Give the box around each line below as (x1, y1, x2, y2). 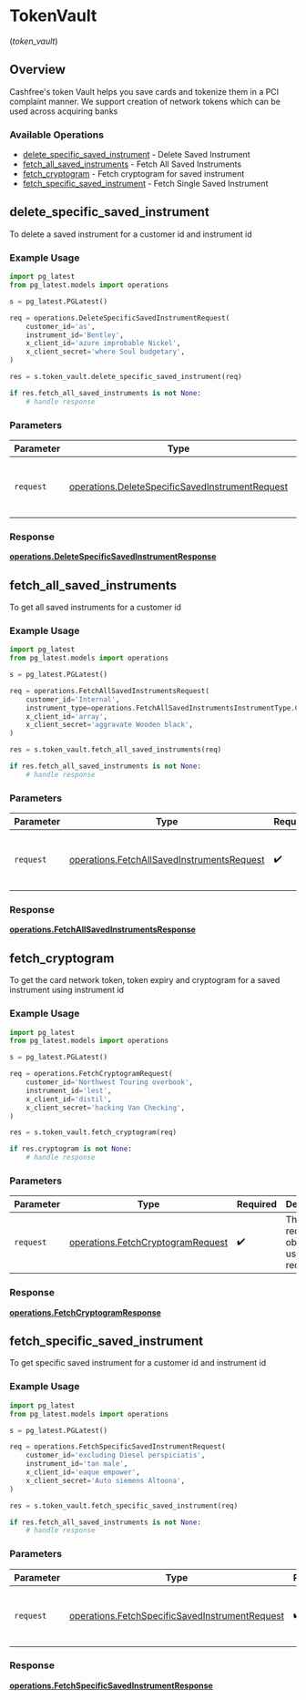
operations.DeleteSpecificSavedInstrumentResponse (9, 551, 217, 562)
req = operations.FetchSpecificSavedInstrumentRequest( (9, 1442, 226, 1451)
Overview (9, 62, 66, 77)
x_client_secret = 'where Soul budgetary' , (25, 347, 185, 356)
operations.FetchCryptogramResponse (9, 1306, 162, 1317)
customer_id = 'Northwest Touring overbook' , (25, 1078, 194, 1087)
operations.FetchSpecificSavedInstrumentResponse (9, 1680, 214, 1691)
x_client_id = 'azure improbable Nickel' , (25, 339, 181, 348)
